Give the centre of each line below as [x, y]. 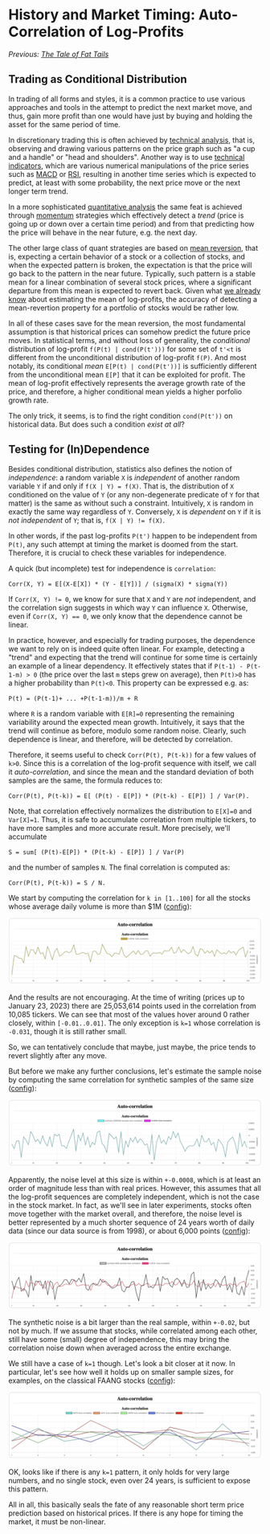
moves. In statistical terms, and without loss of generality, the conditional [129, 340]
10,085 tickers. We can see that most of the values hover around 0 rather [129, 1015]
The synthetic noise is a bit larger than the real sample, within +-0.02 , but [129, 1323]
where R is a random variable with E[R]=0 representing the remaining [121, 714]
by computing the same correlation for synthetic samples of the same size [131, 1080]
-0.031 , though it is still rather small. [67, 1032]
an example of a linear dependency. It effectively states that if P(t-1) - [126, 665]
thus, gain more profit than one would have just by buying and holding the [131, 116]
